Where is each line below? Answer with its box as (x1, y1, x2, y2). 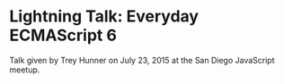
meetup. (9, 64, 40, 75)
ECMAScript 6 (9, 25, 117, 46)
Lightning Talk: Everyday (9, 6, 200, 27)
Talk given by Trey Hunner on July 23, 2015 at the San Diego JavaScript (9, 55, 275, 65)
